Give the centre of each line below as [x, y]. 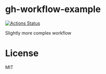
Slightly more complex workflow [38, 33]
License [22, 53]
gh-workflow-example [53, 9]
